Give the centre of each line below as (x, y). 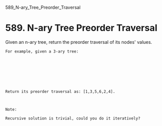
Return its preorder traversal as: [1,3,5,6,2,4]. (60, 91)
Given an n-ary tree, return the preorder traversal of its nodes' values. (79, 42)
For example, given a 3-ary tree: (42, 51)
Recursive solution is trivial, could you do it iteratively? (73, 118)
